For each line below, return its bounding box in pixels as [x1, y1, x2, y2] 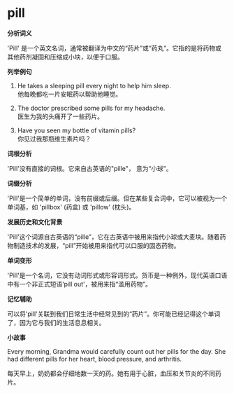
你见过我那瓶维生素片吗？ [17, 135, 92, 143]
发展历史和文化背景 [7, 217, 63, 226]
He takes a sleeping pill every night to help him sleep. [17, 81, 171, 90]
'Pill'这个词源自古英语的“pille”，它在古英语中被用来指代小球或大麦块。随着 [7, 233, 220, 241]
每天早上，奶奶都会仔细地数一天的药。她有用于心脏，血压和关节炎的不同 [7, 369, 215, 378]
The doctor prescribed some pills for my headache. [17, 104, 166, 112]
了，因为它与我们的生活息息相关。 [7, 318, 105, 326]
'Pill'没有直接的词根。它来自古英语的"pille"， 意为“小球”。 [7, 164, 173, 172]
